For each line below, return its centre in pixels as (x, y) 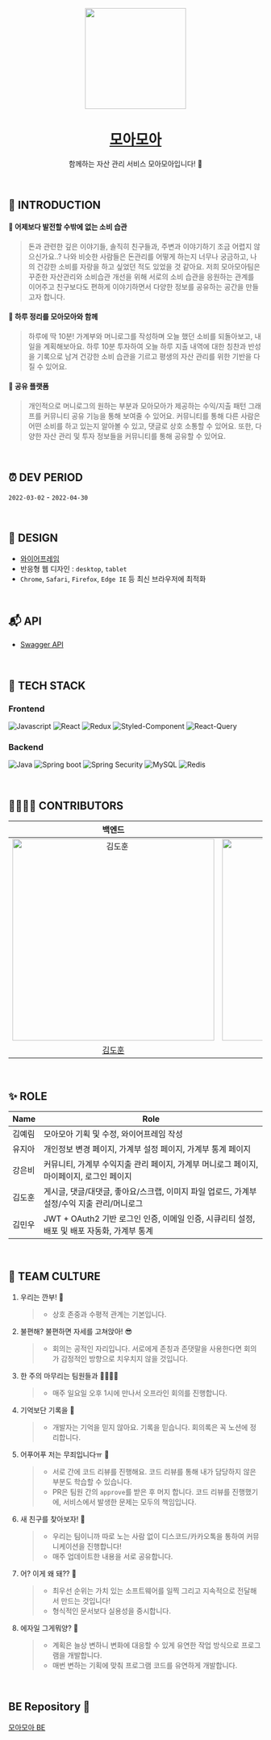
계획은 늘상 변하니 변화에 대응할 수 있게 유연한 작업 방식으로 (146, 1645)
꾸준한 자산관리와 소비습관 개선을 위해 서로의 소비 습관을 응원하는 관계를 (141, 276)
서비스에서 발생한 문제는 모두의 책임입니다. (130, 1502)
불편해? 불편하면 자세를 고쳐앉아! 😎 (76, 1331)
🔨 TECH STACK (47, 686)
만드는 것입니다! (86, 1600)
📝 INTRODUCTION (54, 205)
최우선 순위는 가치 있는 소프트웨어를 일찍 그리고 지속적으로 (144, 1591)
